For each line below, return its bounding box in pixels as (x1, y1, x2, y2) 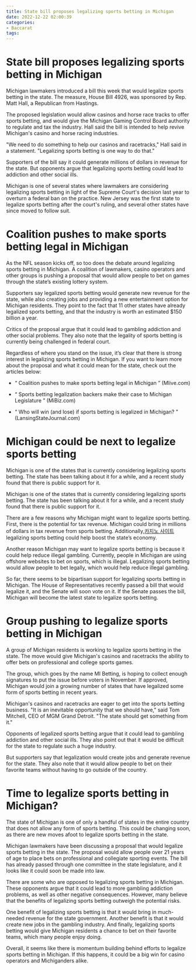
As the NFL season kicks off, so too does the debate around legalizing (6, 260, 175, 266)
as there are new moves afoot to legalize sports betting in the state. (6, 831, 169, 838)
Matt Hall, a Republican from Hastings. (6, 100, 99, 107)
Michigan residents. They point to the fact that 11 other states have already (6, 302, 185, 309)
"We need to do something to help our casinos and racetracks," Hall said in (6, 141, 187, 148)
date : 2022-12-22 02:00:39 (6, 14, 72, 20)
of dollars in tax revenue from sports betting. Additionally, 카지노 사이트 (6, 527, 174, 534)
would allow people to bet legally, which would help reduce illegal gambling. (6, 564, 189, 571)
